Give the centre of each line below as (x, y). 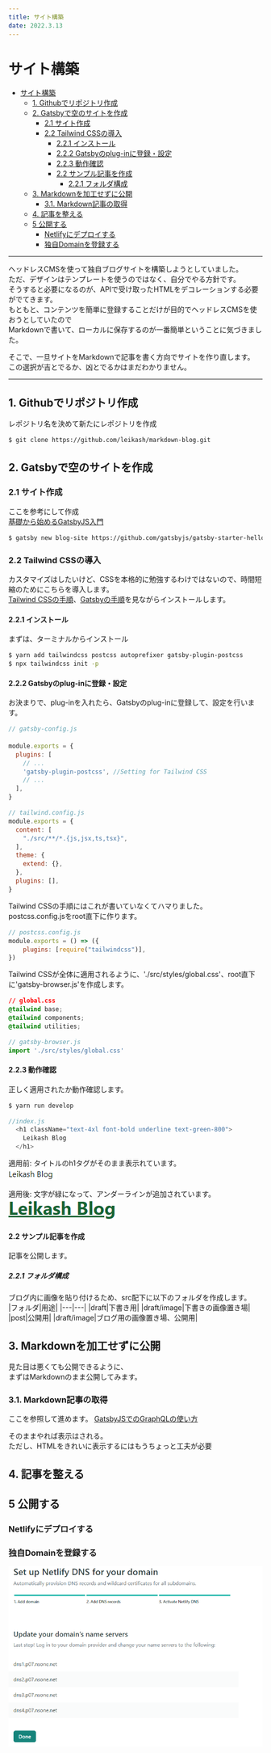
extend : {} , (43, 864)
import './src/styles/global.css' (67, 1051)
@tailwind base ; (35, 1009)
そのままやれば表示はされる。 (58, 1436)
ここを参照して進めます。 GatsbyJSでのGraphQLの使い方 (103, 1419)
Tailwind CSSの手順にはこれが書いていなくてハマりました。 (108, 906)
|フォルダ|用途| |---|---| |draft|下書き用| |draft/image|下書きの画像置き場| (129, 1308)
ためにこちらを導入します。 (68, 589)
